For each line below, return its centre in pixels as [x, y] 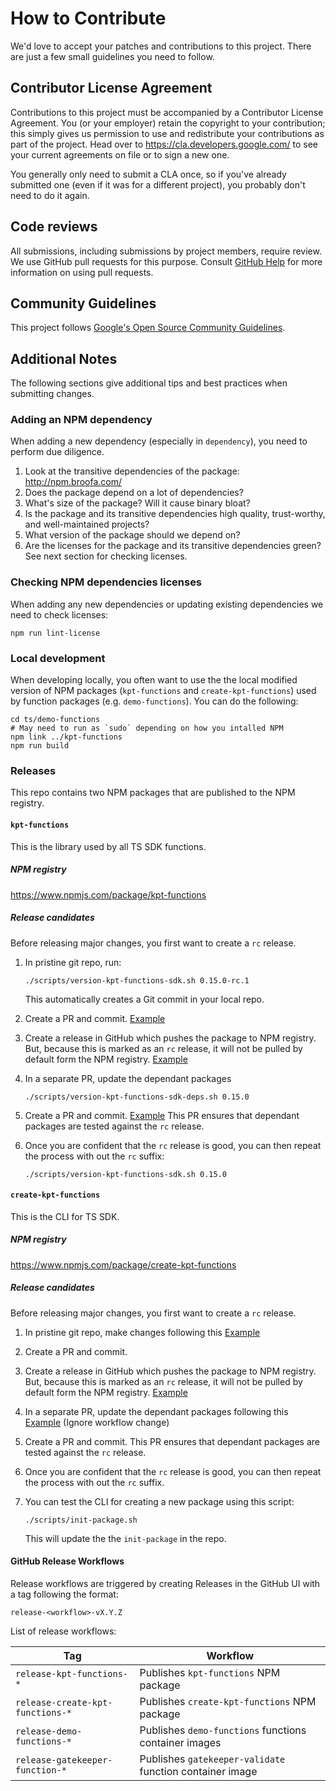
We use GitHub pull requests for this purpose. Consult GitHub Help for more [166, 261]
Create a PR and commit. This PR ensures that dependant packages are [172, 1441]
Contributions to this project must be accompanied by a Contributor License [167, 112]
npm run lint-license [55, 633]
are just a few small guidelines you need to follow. [112, 56]
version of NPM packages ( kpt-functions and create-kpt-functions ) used [163, 691]
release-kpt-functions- [72, 1673]
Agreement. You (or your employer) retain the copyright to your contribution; [168, 123]
